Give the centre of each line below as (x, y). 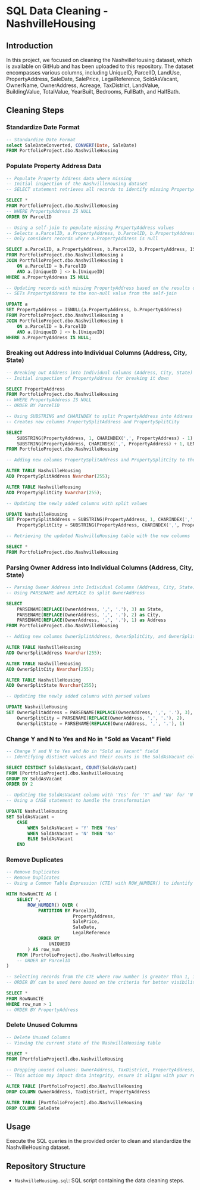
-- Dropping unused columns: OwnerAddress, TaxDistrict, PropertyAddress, (101, 1070)
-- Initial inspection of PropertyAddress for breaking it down (87, 378)
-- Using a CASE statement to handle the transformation (78, 801)
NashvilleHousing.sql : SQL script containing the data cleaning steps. (99, 1180)
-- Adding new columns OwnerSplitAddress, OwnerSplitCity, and (86, 637)
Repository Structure (46, 1166)
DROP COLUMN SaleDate (33, 1108)
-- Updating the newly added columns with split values (77, 503)
